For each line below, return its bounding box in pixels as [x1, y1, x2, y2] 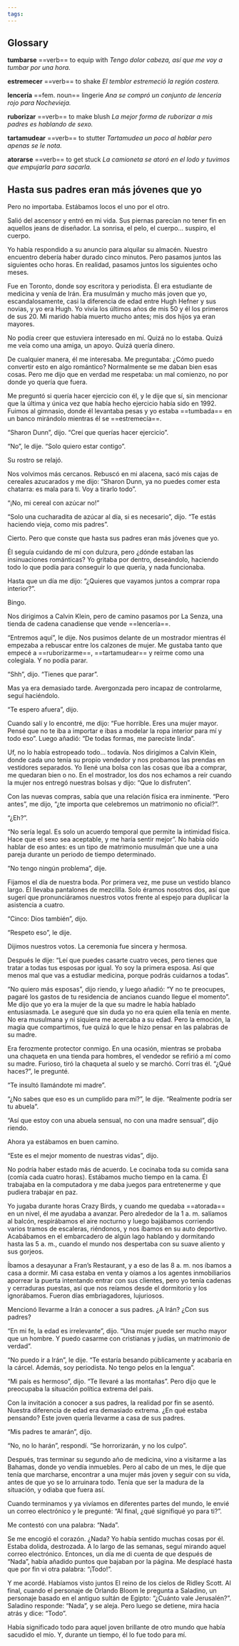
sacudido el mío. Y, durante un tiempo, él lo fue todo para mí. [7, 1630, 187, 1639]
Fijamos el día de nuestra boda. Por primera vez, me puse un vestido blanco [7, 878, 231, 887]
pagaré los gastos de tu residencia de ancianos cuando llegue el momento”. [7, 993, 230, 1001]
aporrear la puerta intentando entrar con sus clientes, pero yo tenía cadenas [7, 1276, 232, 1285]
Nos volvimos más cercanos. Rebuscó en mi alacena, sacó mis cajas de [7, 470, 219, 478]
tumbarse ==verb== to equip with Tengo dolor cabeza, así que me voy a [7, 56, 223, 64]
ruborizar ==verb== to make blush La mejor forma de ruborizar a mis [7, 112, 213, 121]
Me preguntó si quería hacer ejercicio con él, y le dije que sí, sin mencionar [7, 392, 228, 400]
